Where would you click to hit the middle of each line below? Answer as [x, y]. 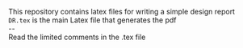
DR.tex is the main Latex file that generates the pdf [92, 20]
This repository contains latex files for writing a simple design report [122, 12]
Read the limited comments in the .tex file [77, 37]
